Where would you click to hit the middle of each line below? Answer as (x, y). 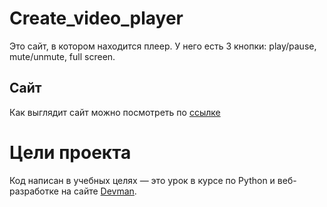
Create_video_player (96, 18)
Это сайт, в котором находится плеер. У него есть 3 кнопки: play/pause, (163, 46)
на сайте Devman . (98, 191)
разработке (34, 191)
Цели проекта (70, 152)
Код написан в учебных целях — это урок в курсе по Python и (142, 180)
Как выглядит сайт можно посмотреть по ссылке (115, 112)
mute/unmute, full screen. (62, 56)
